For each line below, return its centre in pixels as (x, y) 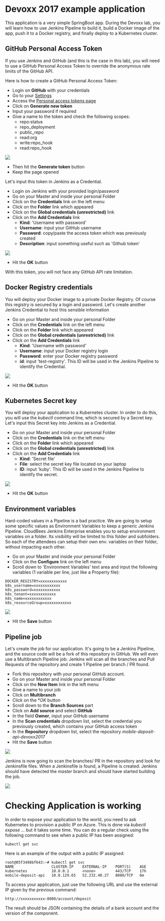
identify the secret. (39, 475)
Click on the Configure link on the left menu (57, 562)
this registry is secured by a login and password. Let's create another (76, 304)
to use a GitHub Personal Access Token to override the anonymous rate (78, 66)
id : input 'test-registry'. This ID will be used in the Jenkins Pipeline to (89, 361)
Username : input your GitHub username (60, 227)
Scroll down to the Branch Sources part (53, 705)
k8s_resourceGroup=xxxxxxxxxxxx (38, 603)
